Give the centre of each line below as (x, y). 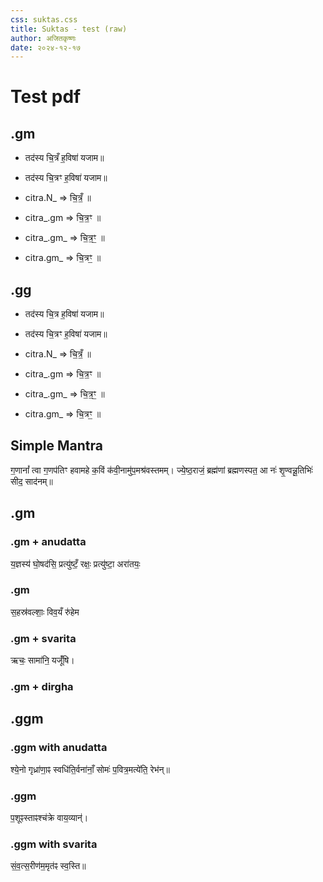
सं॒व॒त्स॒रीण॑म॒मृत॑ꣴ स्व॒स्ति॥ (48, 866)
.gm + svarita (43, 638)
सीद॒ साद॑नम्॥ (31, 481)
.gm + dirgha (42, 687)
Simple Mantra (56, 446)
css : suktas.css (44, 19)
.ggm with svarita (54, 844)
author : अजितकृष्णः (43, 38)
